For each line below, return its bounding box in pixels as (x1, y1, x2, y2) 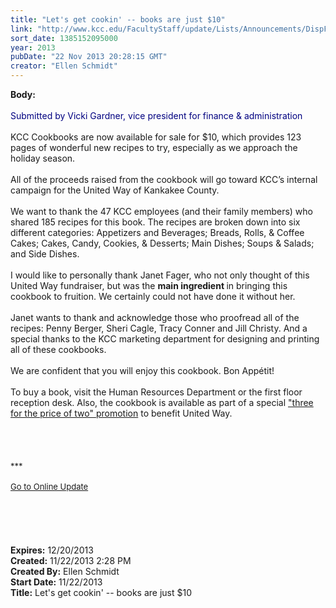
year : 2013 (10, 42, 56, 53)
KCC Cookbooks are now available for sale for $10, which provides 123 (10, 131, 302, 143)
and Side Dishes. (10, 248, 80, 260)
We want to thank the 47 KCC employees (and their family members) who (10, 206, 313, 217)
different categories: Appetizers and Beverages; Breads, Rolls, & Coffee (10, 227, 305, 238)
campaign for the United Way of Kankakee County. (10, 184, 220, 196)
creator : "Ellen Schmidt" (10, 61, 118, 71)
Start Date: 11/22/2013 (10, 576, 103, 588)
